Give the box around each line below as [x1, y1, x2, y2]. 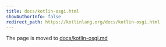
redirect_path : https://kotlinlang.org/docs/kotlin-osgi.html [6, 19, 160, 25]
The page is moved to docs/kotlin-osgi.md [6, 35, 108, 42]
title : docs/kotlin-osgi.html [6, 8, 80, 14]
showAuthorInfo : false [6, 14, 61, 19]
